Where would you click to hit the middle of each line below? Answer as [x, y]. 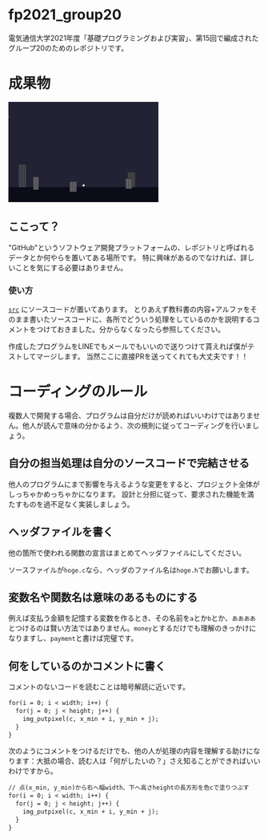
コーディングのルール [78, 392]
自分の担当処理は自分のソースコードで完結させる [129, 463]
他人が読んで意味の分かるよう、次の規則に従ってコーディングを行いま [137, 425]
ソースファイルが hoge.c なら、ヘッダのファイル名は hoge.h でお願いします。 [131, 569]
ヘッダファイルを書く [61, 532]
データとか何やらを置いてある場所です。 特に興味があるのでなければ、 [124, 257]
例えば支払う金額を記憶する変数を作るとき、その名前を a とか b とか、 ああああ [132, 618]
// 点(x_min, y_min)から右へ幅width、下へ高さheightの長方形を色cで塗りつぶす [129, 788]
